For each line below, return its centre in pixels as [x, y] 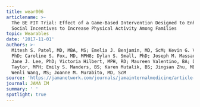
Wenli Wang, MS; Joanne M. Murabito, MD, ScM [69, 73]
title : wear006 [25, 12]
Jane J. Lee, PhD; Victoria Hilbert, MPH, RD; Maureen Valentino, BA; [101, 61]
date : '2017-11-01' [30, 39]
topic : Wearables [28, 34]
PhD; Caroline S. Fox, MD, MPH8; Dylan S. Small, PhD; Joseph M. [94, 56]
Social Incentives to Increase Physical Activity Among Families [94, 28]
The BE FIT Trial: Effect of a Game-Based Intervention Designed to [98, 23]
